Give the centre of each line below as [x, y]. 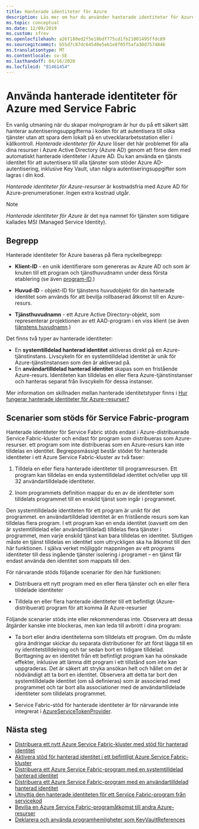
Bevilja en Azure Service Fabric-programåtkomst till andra [85, 807]
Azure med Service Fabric [71, 109]
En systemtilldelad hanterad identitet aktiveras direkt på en [88, 350]
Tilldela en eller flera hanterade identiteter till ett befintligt [85, 601]
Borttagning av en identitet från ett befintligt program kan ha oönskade [101, 656]
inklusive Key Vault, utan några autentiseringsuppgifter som [114, 169]
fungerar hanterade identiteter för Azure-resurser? [68, 399]
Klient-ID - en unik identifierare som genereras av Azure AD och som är [102, 266]
